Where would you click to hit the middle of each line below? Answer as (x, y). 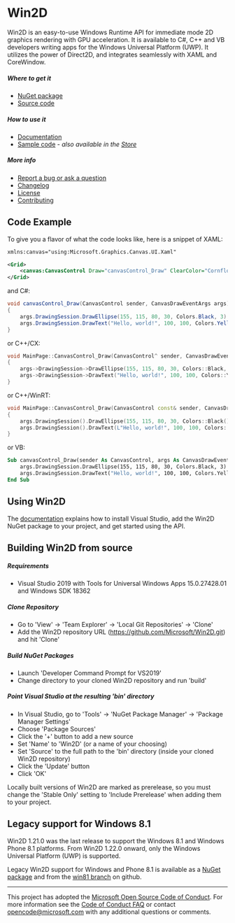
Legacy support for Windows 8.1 (79, 824)
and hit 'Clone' (38, 639)
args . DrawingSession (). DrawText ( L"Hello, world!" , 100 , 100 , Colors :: (125, 428)
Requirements (28, 565)
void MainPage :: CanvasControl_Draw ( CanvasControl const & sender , (104, 408)
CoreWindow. (27, 62)
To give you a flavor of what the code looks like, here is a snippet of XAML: (115, 239)
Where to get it (29, 78)
